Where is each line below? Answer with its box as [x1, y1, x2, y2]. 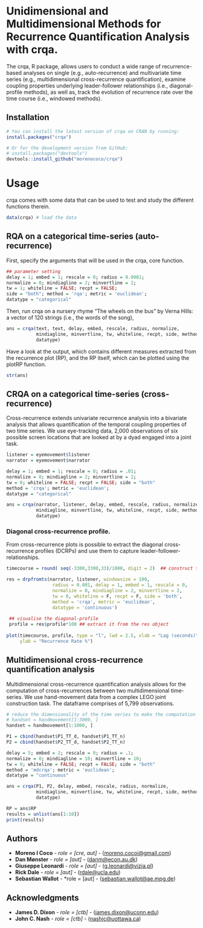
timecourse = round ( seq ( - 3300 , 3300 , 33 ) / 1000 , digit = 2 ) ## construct [6, 565, 193, 572]
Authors [6, 833, 38, 843]
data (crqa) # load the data [6, 214, 77, 221]
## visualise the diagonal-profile [8, 616, 98, 622]
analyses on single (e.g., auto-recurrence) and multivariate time [23, 69, 182, 76]
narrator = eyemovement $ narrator [6, 457, 91, 463]
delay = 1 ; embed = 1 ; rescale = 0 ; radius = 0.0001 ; [6, 274, 145, 280]
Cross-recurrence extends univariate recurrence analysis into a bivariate [6, 414, 187, 422]
